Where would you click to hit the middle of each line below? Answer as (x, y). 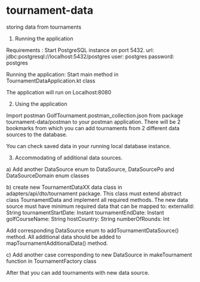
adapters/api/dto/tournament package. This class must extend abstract (94, 193)
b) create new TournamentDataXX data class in (64, 187)
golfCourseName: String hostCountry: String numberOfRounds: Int (88, 219)
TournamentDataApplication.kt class (51, 81)
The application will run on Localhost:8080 (59, 92)
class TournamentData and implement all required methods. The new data (97, 200)
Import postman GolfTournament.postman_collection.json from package (95, 115)
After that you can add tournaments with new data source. (78, 272)
